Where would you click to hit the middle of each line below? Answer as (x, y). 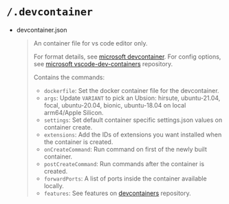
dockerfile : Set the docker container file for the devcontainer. (131, 90)
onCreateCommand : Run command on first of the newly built (125, 149)
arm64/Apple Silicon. (74, 112)
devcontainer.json (42, 30)
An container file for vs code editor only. (90, 43)
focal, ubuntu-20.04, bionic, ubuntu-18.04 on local (115, 105)
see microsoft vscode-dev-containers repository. (103, 63)
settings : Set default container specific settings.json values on (133, 120)
